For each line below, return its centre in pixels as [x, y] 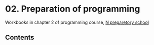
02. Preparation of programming [73, 9]
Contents [20, 37]
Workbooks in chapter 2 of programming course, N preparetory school [77, 22]
